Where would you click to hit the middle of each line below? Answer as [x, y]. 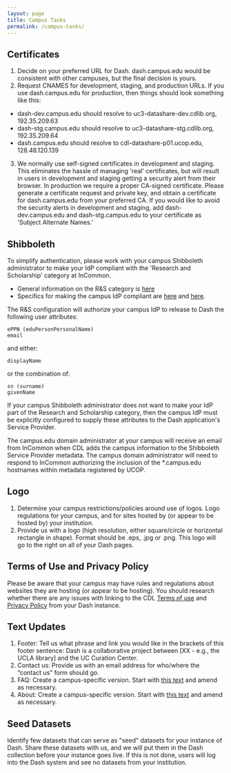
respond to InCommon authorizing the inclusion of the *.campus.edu [104, 462]
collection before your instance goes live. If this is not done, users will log [111, 755]
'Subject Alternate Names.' [55, 222]
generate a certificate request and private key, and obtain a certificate [117, 193]
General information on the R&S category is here [86, 288]
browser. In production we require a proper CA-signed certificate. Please [120, 186]
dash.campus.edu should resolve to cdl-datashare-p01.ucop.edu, [110, 143]
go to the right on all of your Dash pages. [76, 545]
